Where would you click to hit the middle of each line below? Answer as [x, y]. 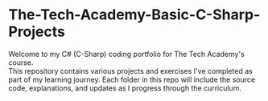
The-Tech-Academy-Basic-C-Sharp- [134, 15]
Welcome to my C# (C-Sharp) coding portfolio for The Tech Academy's [127, 54]
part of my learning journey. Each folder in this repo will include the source [132, 79]
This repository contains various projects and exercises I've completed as [131, 71]
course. [21, 63]
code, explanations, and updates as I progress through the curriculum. [125, 88]
